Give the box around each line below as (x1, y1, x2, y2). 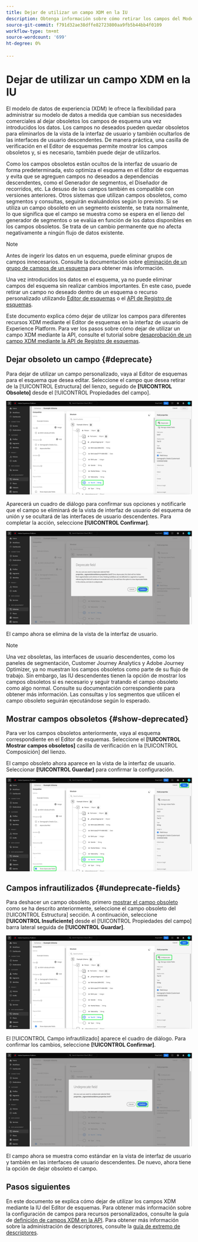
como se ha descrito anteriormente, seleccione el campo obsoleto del (6, 905, 176, 912)
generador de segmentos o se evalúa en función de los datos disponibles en (6, 216, 192, 223)
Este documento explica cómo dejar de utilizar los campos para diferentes (6, 312, 187, 319)
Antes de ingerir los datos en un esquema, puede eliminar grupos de (6, 252, 173, 259)
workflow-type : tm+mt (6, 28, 60, 34)
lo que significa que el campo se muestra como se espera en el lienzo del (6, 210, 184, 218)
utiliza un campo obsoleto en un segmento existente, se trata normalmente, (6, 204, 190, 211)
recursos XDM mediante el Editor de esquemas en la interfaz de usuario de (6, 318, 189, 325)
